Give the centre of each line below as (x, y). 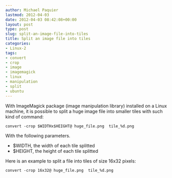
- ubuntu (15, 91)
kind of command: (25, 116)
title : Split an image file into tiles (48, 39)
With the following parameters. (38, 135)
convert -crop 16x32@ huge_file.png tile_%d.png (60, 170)
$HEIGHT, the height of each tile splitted (55, 151)
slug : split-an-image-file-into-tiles (47, 34)
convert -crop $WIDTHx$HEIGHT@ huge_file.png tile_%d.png (70, 126)
